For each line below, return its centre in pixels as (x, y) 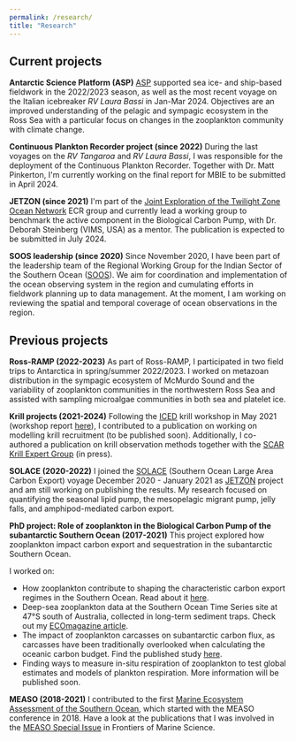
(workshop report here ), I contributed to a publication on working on (133, 426)
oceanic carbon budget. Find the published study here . (122, 654)
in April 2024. (34, 184)
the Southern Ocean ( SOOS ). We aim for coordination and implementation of (148, 275)
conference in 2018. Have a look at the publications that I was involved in (142, 718)
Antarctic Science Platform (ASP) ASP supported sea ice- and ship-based (146, 83)
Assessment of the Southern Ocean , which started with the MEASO (132, 709)
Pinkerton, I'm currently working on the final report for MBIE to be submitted (148, 175)
